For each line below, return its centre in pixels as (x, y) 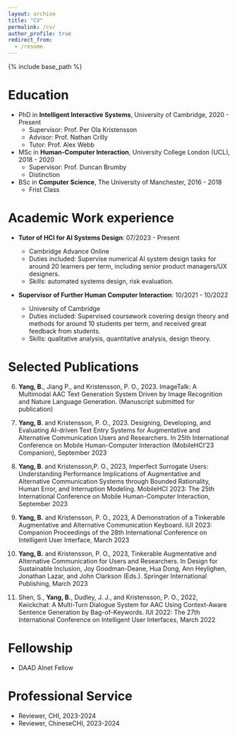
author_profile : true (40, 33)
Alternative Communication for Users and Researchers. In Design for (118, 561)
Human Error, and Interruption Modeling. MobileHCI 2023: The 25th (116, 489)
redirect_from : (30, 40)
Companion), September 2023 (62, 453)
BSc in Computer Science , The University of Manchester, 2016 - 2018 (120, 182)
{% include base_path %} (45, 67)
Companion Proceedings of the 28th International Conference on (113, 532)
